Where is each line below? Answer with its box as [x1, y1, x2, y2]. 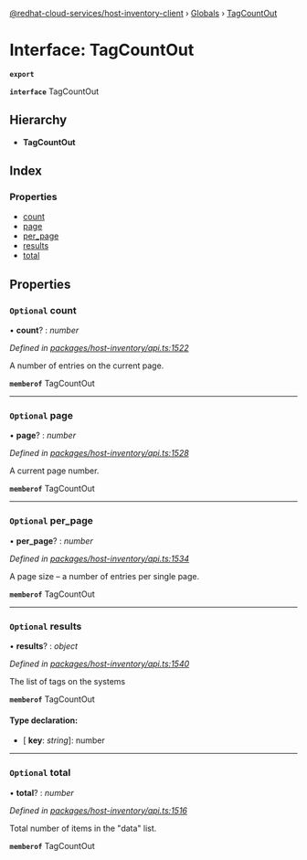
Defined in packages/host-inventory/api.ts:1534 [9, 553, 190, 564]
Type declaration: [9, 715, 79, 726]
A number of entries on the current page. [9, 360, 164, 371]
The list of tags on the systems [9, 676, 126, 687]
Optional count [9, 303, 77, 316]
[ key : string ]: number [22, 735, 105, 746]
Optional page [9, 409, 73, 422]
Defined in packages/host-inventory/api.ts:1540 [9, 658, 190, 670]
